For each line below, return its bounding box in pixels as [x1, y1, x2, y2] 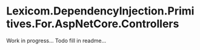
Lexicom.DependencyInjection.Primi [6, 4, 195, 18]
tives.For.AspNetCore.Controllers [6, 17, 179, 31]
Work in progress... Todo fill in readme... [6, 37, 107, 44]
